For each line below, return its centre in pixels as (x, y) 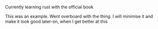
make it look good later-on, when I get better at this (56, 22)
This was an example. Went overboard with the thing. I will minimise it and (79, 16)
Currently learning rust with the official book (49, 7)
